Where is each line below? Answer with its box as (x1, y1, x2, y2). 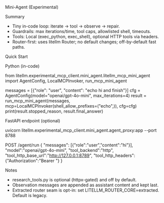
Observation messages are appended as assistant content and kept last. (12, 182, 159, 188)
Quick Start (5, 54, 28, 59)
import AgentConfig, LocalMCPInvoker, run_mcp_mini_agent (5, 78, 127, 84)
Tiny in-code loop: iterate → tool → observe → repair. (12, 23, 120, 29)
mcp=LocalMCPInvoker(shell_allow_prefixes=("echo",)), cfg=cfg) (5, 103, 137, 109)
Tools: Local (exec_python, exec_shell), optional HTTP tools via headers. (12, 34, 159, 39)
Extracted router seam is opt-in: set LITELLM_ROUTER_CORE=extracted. (12, 187, 160, 193)
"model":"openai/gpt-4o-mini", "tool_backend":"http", (5, 147, 114, 153)
